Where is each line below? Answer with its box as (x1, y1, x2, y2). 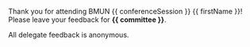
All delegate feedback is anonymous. (8, 31, 129, 39)
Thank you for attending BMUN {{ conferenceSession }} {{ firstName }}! (8, 7, 243, 16)
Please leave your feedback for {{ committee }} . (8, 15, 167, 24)
